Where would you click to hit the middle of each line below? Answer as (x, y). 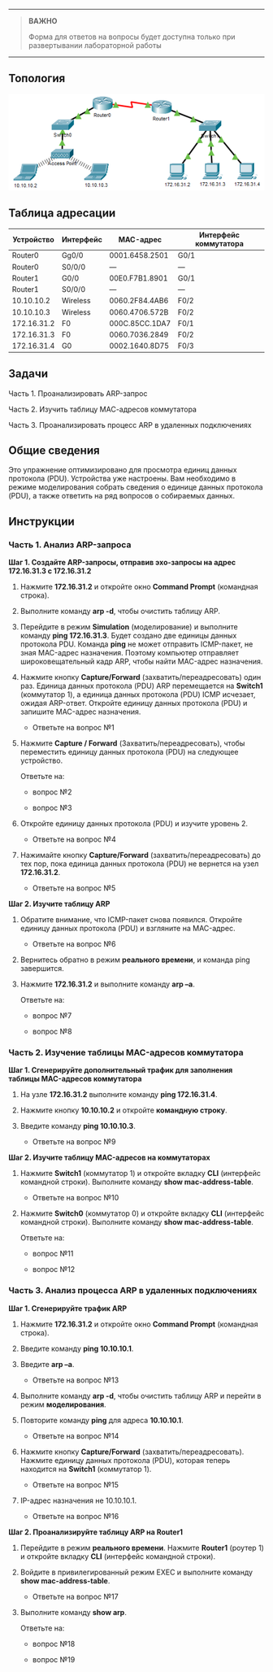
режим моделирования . (63, 1404)
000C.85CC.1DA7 (140, 323)
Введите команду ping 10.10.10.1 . (77, 1348)
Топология (37, 78)
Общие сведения (54, 450)
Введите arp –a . (47, 1364)
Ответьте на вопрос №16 (76, 1516)
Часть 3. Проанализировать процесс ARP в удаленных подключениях (130, 425)
